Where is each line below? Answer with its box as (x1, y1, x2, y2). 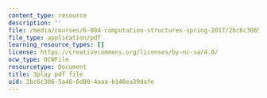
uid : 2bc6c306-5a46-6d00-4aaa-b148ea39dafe (8, 77, 155, 85)
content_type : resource (8, 11, 87, 20)
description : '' (8, 19, 62, 27)
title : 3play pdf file (8, 70, 83, 78)
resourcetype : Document (8, 63, 87, 71)
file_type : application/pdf (8, 33, 102, 42)
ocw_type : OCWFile (8, 56, 69, 64)
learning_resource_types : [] (8, 41, 105, 49)
